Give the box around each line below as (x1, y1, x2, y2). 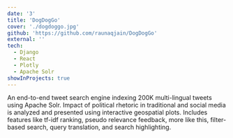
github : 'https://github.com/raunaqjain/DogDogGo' (7, 29, 158, 37)
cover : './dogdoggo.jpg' (7, 23, 80, 30)
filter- (210, 116, 227, 124)
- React (13, 55, 36, 62)
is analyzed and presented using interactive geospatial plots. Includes (7, 108, 208, 117)
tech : (7, 42, 23, 49)
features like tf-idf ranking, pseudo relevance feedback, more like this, (7, 116, 209, 124)
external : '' (7, 36, 45, 43)
